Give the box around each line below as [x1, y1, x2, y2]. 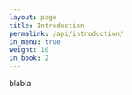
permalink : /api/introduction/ [9, 29, 124, 38]
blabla [9, 78, 32, 88]
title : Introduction [9, 21, 85, 30]
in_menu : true [9, 37, 62, 47]
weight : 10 [9, 46, 49, 55]
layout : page [9, 12, 57, 22]
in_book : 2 [9, 54, 49, 62]
